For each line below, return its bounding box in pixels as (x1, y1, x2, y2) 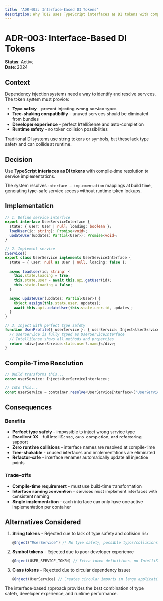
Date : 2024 (5, 64, 28, 70)
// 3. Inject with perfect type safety (5, 323, 86, 328)
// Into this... (5, 385, 38, 390)
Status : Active (5, 59, 34, 65)
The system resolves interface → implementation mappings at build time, (5, 183, 152, 189)
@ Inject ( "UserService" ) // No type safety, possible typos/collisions (12, 540, 158, 545)
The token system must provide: (5, 96, 69, 102)
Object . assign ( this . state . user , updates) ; (14, 300, 101, 306)
